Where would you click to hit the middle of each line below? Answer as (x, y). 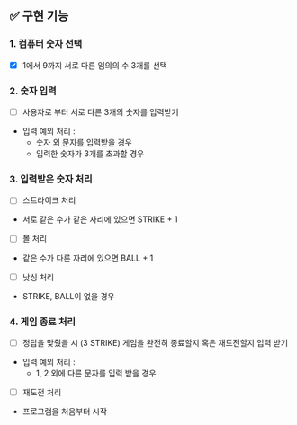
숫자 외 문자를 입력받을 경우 (84, 143)
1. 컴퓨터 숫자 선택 (46, 44)
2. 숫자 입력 (33, 91)
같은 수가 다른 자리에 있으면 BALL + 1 (88, 258)
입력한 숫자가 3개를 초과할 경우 (90, 154)
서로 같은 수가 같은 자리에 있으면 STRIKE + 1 (100, 219)
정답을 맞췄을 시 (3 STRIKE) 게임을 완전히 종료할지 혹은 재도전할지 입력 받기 (155, 342)
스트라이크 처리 (49, 200)
